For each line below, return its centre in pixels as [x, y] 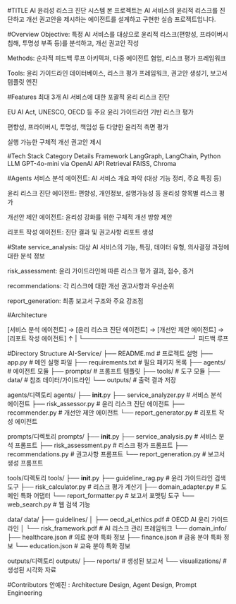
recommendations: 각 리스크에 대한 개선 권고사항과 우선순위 [91, 286]
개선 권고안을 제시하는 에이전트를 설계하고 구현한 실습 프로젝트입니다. [121, 19]
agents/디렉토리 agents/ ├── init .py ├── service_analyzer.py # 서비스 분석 [115, 395]
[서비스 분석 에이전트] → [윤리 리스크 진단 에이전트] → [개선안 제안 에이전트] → [116, 330]
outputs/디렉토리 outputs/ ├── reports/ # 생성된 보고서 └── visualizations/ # [117, 561]
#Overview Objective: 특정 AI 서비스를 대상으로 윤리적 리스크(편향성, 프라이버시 [118, 34]
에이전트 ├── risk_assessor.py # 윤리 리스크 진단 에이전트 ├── [96, 404]
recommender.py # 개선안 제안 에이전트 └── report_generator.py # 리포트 [112, 413]
